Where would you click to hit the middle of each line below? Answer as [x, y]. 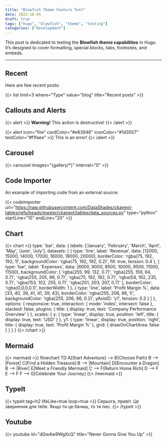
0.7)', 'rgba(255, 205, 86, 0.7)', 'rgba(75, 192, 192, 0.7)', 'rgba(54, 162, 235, [81, 277]
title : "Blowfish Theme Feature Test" [45, 10]
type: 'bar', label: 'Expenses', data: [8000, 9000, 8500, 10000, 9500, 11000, [82, 267]
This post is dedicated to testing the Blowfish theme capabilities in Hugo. [81, 42]
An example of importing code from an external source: [62, 192]
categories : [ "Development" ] [35, 28]
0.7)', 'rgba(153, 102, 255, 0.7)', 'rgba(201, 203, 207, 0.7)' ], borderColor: [79, 283]
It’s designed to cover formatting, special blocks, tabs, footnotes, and [76, 48]
